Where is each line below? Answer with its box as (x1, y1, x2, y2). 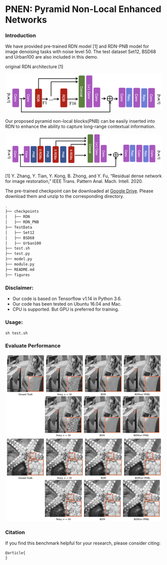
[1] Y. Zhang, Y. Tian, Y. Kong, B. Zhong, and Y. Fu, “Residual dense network (5, 173, 162, 179)
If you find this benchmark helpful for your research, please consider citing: (5, 540, 161, 546)
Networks (5, 14, 47, 26)
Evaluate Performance (5, 342, 61, 349)
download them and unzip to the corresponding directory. (5, 193, 124, 199)
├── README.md (5, 267, 35, 272)
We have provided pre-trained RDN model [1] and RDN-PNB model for (5, 44, 149, 50)
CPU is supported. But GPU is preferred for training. (12, 306, 119, 312)
